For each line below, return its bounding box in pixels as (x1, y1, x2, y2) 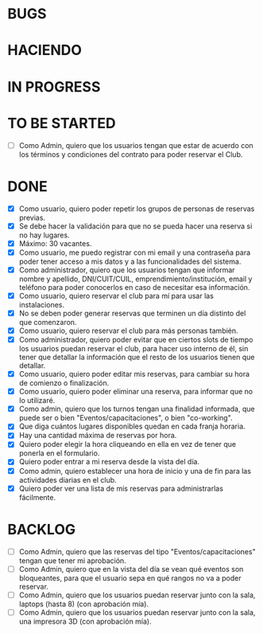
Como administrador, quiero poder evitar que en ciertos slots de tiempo (18, 335, 253, 344)
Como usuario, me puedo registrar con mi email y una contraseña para (18, 248, 251, 257)
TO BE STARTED (7, 114, 116, 132)
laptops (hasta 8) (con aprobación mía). (18, 599, 149, 609)
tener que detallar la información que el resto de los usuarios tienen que (18, 352, 255, 362)
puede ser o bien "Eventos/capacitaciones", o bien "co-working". (18, 413, 233, 423)
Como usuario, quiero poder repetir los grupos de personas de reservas (18, 204, 255, 213)
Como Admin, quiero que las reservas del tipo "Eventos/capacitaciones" (18, 546, 256, 556)
